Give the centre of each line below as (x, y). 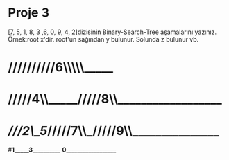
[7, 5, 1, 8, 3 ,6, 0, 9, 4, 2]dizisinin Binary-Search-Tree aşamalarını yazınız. (112, 32)
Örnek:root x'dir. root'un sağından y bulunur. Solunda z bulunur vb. (103, 39)
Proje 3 (29, 13)
